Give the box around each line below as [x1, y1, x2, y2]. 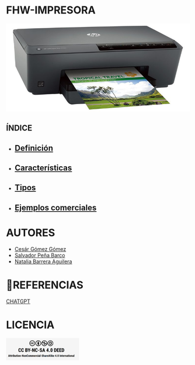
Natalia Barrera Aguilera [14, 258, 72, 265]
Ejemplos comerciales [14, 202, 97, 212]
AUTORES [6, 226, 55, 239]
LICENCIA [6, 318, 55, 331]
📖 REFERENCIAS [6, 278, 83, 291]
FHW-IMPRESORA [6, 4, 96, 17]
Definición [14, 143, 54, 153]
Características [14, 163, 72, 173]
